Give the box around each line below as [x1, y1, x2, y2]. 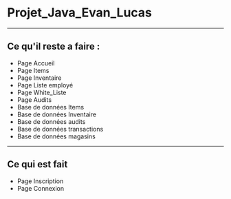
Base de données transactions [16, 125, 104, 133]
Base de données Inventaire [16, 110, 97, 118]
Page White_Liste [16, 88, 67, 96]
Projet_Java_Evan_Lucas [7, 5, 153, 21]
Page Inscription [16, 177, 64, 185]
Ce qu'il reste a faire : [7, 41, 100, 52]
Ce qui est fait [7, 158, 68, 170]
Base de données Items [16, 103, 85, 111]
